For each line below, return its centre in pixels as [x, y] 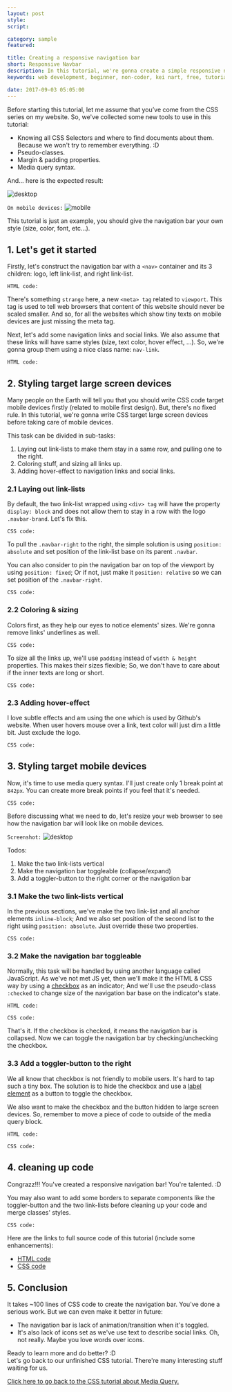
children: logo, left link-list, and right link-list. [70, 274]
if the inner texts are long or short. [56, 672]
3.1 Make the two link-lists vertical [65, 896]
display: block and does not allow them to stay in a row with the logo [106, 511]
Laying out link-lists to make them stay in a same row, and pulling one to [119, 449]
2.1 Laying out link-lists [46, 489]
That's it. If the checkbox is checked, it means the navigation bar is [103, 1031]
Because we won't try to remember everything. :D [88, 145]
